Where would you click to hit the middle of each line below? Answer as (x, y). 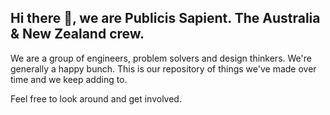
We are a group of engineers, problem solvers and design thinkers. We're (161, 58)
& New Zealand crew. (77, 34)
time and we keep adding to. (69, 79)
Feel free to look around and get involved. (96, 98)
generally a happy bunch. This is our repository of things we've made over (163, 68)
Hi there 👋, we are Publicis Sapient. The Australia (165, 18)
